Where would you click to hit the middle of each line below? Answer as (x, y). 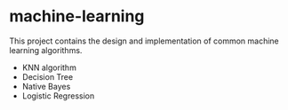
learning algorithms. (46, 50)
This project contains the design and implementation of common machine (144, 41)
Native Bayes (46, 86)
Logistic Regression (58, 96)
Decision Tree (48, 76)
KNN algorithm (49, 67)
